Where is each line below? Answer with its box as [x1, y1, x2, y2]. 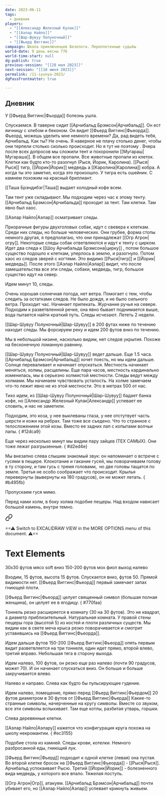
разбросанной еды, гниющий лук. [5, 745, 77, 751]
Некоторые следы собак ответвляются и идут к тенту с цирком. [20, 239, 157, 246]
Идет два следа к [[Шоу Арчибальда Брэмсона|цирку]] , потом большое [5, 245, 159, 251]
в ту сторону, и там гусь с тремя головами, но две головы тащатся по [5, 463, 155, 469]
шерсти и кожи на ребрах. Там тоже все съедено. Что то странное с [5, 418, 151, 424]
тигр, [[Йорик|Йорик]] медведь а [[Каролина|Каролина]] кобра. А [20, 164, 160, 170]
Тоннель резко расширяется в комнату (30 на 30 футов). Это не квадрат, [5, 609, 161, 615]
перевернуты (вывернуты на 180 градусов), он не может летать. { [5, 474, 145, 480]
